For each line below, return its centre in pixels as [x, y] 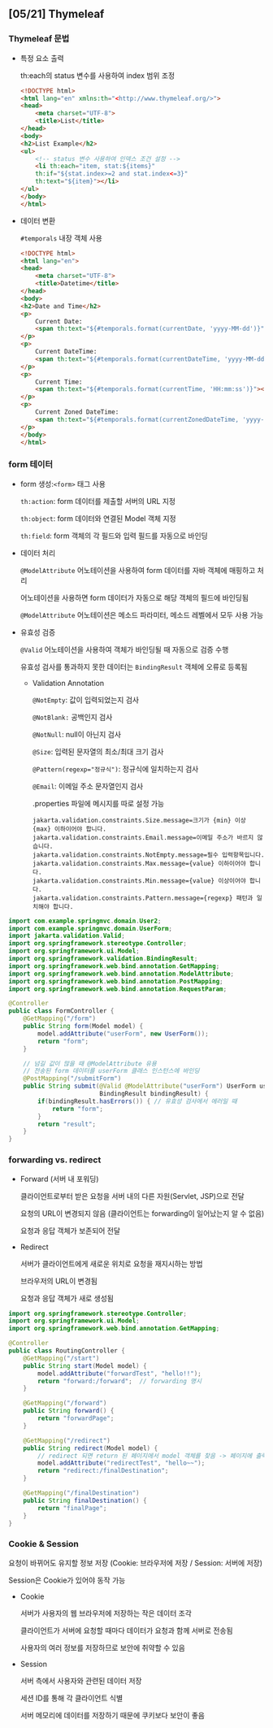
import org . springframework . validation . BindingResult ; [103, 959]
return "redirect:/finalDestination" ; [103, 1471]
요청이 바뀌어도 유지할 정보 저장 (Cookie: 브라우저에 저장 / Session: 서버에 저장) [135, 1563]
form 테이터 [30, 465]
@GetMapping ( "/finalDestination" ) [81, 1493]
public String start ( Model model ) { [85, 1365]
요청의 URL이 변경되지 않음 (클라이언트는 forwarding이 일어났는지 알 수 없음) [142, 1213]
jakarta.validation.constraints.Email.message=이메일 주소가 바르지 [143, 837]
